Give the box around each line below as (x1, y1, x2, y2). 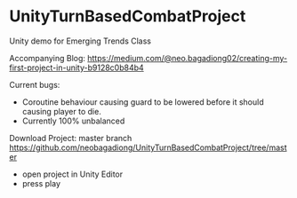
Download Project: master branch (9, 132, 132, 143)
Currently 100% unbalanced (21, 115, 125, 126)
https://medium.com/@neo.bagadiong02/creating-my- (87, 52, 288, 63)
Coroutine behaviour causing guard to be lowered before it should (21, 96, 264, 107)
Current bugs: (9, 79, 60, 90)
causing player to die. (21, 106, 102, 116)
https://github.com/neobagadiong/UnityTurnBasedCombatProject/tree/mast (9, 142, 287, 153)
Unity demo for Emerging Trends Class (9, 36, 151, 46)
